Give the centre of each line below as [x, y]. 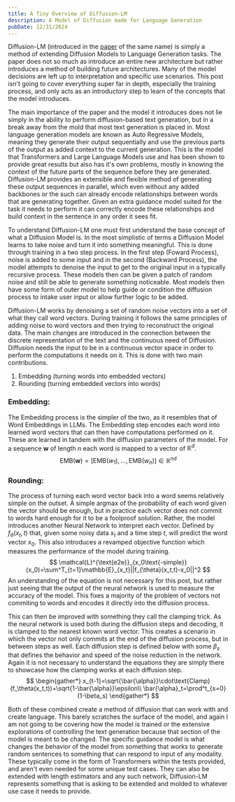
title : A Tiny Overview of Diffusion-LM [68, 14]
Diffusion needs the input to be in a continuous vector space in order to [111, 348]
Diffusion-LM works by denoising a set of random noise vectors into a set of [118, 311]
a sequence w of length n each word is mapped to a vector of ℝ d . [102, 448]
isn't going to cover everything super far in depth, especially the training [112, 84]
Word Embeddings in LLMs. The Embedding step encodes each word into [114, 424]
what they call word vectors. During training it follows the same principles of [117, 318]
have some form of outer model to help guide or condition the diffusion [110, 290]
